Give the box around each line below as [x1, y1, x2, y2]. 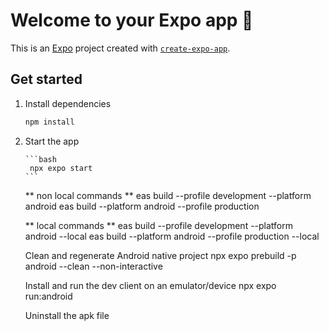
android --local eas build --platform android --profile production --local [24, 230, 320, 242]
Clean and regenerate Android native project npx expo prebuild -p [24, 249, 297, 261]
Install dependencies [24, 97, 112, 109]
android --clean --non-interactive [24, 260, 163, 272]
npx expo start [29, 163, 93, 173]
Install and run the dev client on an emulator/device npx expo [24, 279, 277, 291]
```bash [24, 154, 57, 164]
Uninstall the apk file [24, 309, 110, 321]
